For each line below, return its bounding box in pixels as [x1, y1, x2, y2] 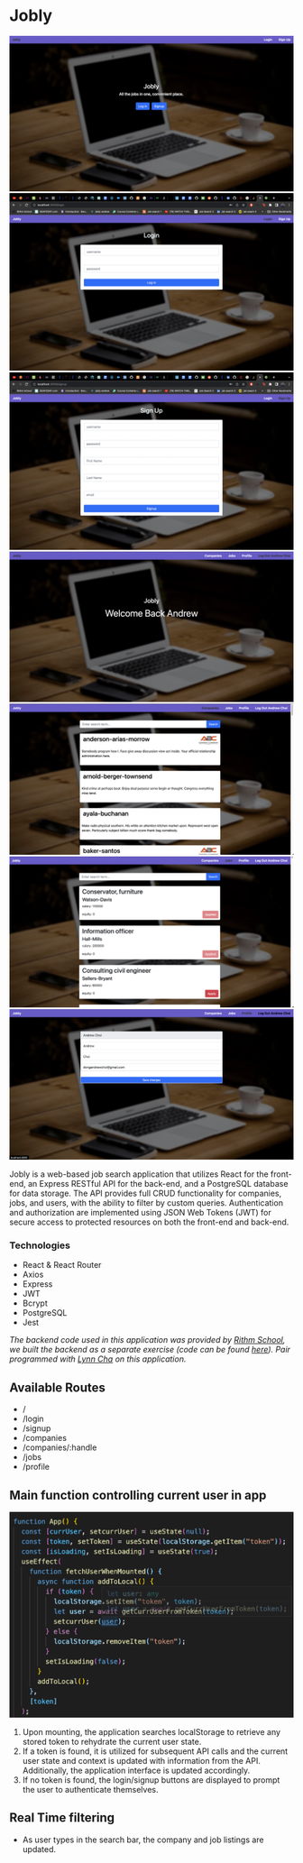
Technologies [9, 1239, 70, 1252]
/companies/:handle [22, 1442, 97, 1453]
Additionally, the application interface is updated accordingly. [22, 1765, 251, 1776]
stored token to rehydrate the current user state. [22, 1737, 202, 1748]
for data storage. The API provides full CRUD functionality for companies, [9, 1188, 282, 1199]
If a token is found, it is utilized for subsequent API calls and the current [22, 1746, 289, 1757]
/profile [22, 1462, 50, 1473]
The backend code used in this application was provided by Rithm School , [9, 1335, 286, 1345]
